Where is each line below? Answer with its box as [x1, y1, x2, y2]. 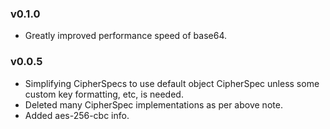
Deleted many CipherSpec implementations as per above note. [24, 98, 283, 111]
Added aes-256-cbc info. [24, 109, 130, 121]
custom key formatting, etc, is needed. [24, 88, 184, 100]
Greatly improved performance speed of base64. [24, 30, 228, 42]
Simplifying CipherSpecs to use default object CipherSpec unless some [24, 77, 320, 89]
